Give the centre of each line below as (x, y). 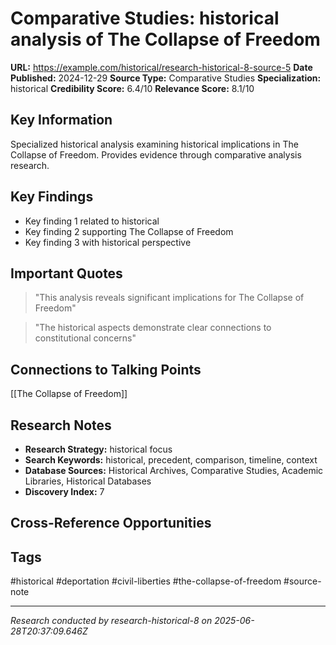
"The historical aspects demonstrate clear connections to (153, 328)
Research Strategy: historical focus (98, 449)
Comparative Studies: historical (145, 18)
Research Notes (61, 425)
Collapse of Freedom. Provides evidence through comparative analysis (156, 154)
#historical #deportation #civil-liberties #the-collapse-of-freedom (146, 581)
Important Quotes (66, 273)
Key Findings (52, 197)
